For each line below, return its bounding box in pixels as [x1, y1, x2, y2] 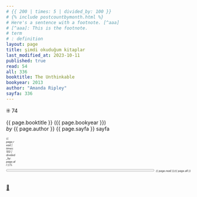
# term [6, 31, 22, 36]
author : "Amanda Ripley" [6, 85, 67, 91]
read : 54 [6, 63, 28, 69]
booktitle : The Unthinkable [6, 74, 75, 80]
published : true [6, 58, 46, 64]
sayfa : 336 [6, 91, 33, 96]
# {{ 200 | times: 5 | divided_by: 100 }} [6, 8, 112, 15]
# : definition [6, 36, 44, 42]
